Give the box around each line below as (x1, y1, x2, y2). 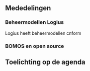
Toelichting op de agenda (5, 58, 86, 66)
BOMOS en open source (5, 42, 64, 49)
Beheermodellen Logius (5, 19, 64, 26)
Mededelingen (5, 4, 51, 12)
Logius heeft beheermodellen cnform (5, 30, 82, 36)
